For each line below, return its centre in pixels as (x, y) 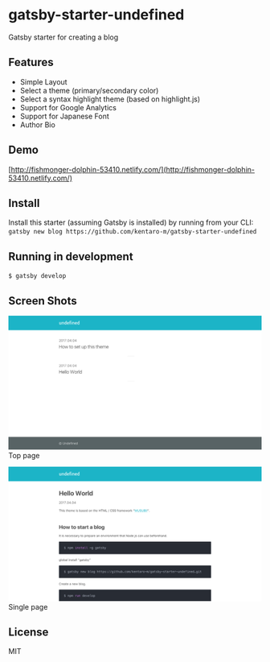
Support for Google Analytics (68, 107)
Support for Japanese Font (65, 116)
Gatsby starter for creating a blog (63, 37)
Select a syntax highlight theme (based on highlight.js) (110, 99)
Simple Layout (43, 81)
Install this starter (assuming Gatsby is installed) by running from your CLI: (131, 222)
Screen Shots (43, 301)
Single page (28, 606)
